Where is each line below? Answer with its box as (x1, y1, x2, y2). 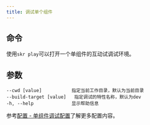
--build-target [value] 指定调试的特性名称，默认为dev (6, 94, 141, 101)
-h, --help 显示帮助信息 (6, 101, 99, 107)
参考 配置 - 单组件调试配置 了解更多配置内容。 (6, 112, 118, 120)
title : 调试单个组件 (6, 9, 53, 15)
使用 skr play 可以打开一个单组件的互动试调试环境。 (6, 50, 135, 58)
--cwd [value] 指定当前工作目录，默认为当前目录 (6, 88, 145, 94)
